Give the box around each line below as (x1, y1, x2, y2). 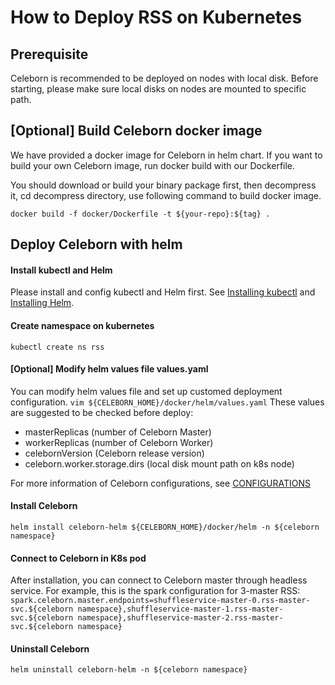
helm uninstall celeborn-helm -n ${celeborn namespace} (10, 665, 248, 675)
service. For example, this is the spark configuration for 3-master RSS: (10, 585, 301, 597)
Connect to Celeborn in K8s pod (10, 552, 147, 564)
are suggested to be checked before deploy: (10, 406, 194, 418)
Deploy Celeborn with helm (10, 236, 183, 253)
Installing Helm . (10, 297, 75, 309)
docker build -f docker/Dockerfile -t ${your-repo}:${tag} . (10, 209, 271, 219)
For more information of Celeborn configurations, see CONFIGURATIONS (10, 477, 312, 489)
